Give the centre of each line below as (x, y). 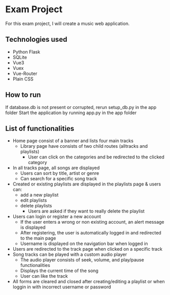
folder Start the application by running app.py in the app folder (71, 113)
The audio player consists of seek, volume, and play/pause (82, 260)
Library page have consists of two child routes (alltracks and (84, 146)
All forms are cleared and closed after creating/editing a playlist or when (89, 282)
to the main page (38, 238)
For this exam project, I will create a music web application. (67, 23)
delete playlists (36, 206)
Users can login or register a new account (57, 217)
